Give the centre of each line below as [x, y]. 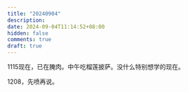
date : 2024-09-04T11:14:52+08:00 [56, 26]
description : [26, 20]
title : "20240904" [34, 14]
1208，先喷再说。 [33, 82]
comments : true [29, 40]
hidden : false [28, 33]
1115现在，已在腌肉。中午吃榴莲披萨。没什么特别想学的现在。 [96, 67]
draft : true [25, 46]
